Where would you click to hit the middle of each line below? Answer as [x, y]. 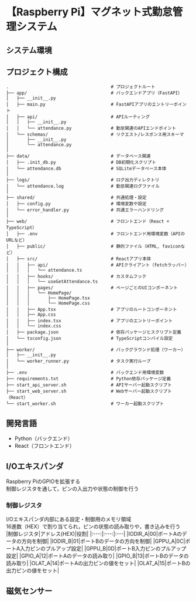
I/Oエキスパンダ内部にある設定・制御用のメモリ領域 [69, 519]
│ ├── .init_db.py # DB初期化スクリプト [81, 163]
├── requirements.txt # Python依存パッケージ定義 [89, 379]
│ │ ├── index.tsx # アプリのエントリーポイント [90, 321]
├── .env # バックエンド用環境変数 [85, 373]
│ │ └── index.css [34, 326]
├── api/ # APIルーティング [83, 117]
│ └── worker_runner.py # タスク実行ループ [78, 362]
